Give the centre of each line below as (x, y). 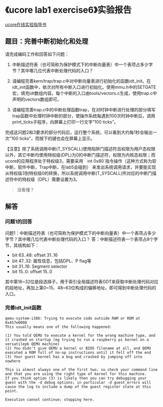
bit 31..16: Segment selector (39, 266)
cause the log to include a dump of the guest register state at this (78, 386)
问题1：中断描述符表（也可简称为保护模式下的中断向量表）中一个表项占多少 (81, 233)
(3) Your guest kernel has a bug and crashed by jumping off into (74, 357)
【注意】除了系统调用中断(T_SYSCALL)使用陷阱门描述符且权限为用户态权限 (80, 149)
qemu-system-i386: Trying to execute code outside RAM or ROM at (72, 318)
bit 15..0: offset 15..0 (32, 272)
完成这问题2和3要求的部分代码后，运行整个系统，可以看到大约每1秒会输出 (79, 132)
